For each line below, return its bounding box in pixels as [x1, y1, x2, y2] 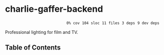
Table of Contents [5, 43, 61, 52]
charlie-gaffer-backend [5, 3, 103, 15]
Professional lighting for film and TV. [5, 29, 78, 35]
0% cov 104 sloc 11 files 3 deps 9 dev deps [66, 21, 160, 26]
